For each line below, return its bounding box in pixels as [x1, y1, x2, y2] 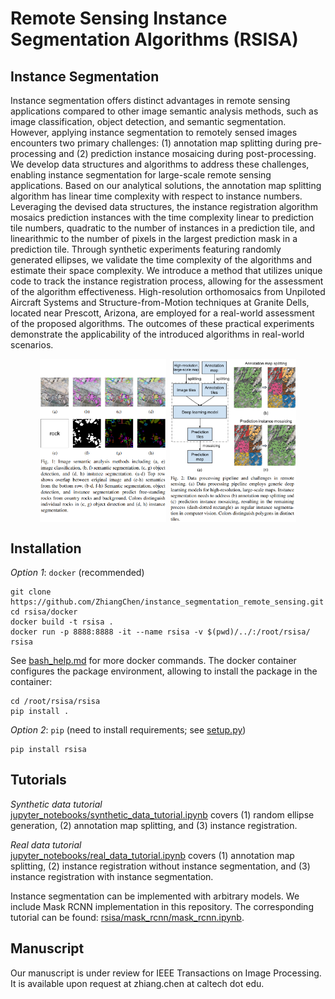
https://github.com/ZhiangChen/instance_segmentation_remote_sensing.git [10, 597, 325, 607]
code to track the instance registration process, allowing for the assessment [10, 275, 324, 287]
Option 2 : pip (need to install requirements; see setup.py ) [10, 723, 247, 736]
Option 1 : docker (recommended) [10, 566, 145, 578]
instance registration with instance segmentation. [10, 870, 214, 882]
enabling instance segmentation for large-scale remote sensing [10, 169, 272, 181]
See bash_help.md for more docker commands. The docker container [10, 654, 297, 666]
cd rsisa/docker [10, 607, 78, 617]
